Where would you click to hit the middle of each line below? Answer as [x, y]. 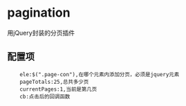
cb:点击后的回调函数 [45, 96]
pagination [39, 13]
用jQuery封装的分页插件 [41, 33]
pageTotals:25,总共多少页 [54, 82]
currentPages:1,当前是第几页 [58, 89]
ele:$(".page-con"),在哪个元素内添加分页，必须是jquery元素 [100, 74]
